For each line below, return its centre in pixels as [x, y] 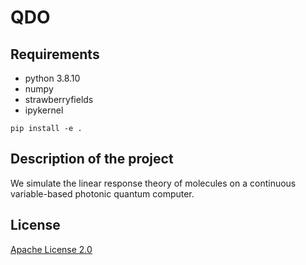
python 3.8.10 [52, 78]
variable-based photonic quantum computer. [102, 193]
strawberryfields [59, 99]
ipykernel [44, 110]
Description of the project [92, 159]
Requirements [55, 54]
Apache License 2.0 [51, 249]
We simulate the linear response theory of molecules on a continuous [153, 183]
